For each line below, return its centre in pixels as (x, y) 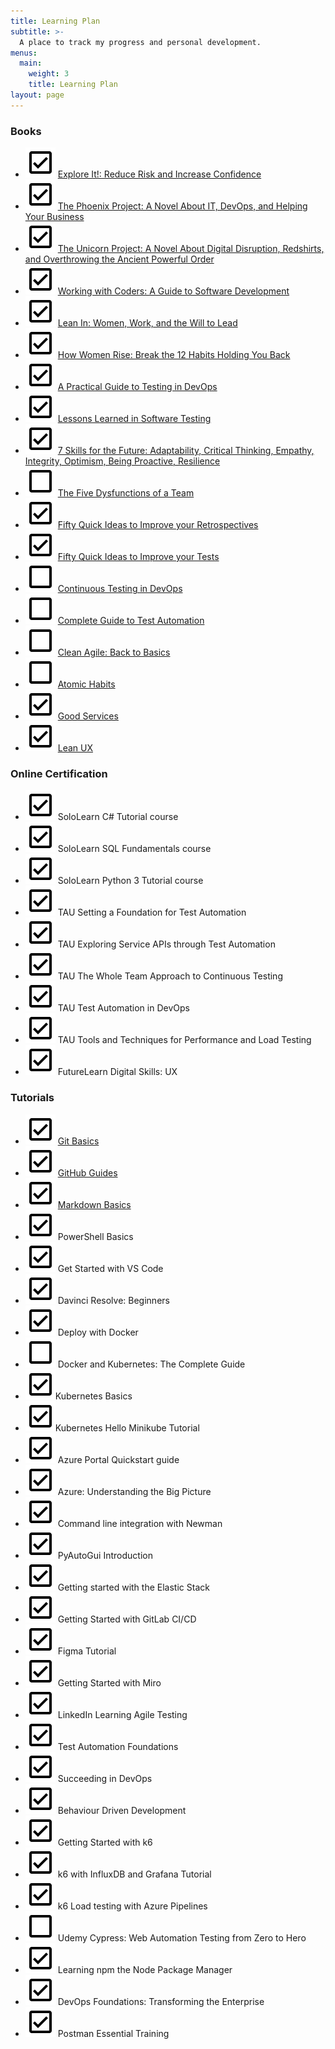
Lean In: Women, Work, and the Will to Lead (147, 323)
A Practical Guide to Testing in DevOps (137, 387)
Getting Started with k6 (105, 1842)
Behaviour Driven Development (122, 1810)
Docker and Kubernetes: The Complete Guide (151, 1364)
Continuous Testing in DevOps (120, 589)
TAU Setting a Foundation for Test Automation (152, 912)
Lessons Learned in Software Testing (134, 419)
